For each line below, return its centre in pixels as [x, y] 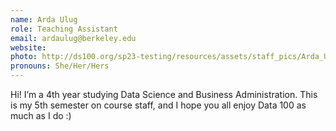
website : [28, 47]
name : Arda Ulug [44, 19]
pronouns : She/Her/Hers [60, 66]
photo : [24, 57]
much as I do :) [41, 115]
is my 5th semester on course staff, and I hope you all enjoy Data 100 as [158, 105]
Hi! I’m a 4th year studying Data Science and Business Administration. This [164, 94]
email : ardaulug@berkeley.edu [73, 38]
